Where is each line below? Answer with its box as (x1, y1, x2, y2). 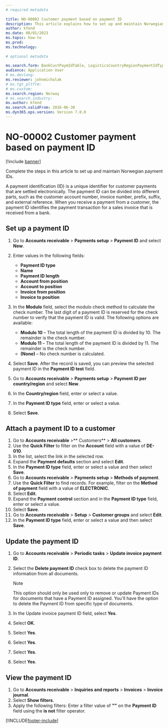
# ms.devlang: (5, 73, 35, 78)
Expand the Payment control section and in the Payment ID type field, (12, 496, 158, 502)
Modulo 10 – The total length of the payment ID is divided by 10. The (20, 329, 161, 335)
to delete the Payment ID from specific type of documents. (12, 601, 134, 607)
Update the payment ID (5, 537, 79, 545)
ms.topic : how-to (5, 36, 42, 41)
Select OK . (12, 620, 35, 626)
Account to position (20, 283, 62, 289)
